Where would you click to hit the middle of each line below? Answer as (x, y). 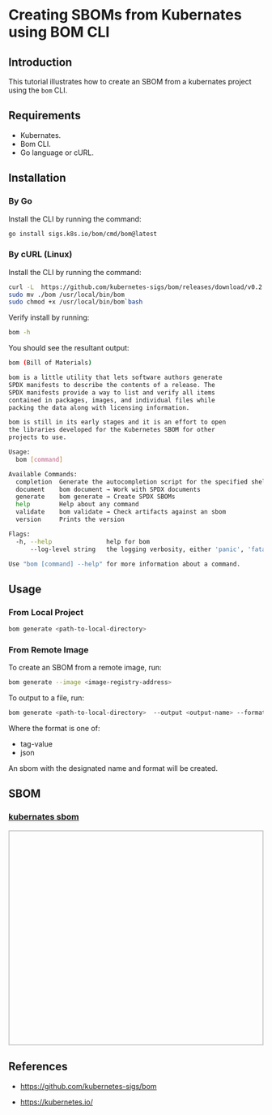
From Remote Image (49, 649)
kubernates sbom (44, 817)
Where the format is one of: (54, 729)
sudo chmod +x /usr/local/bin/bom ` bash (76, 302)
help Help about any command (77, 505)
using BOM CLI (59, 32)
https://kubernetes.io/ (56, 1102)
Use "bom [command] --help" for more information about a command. (125, 564)
